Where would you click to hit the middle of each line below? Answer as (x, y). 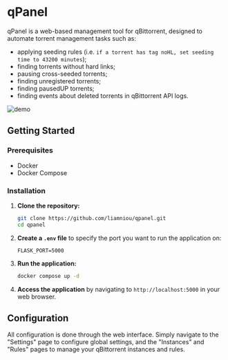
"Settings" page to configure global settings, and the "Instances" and (106, 342)
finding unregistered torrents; (59, 81)
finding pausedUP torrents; (56, 88)
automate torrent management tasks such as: (72, 38)
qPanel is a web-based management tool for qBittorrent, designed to (105, 31)
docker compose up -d (48, 276)
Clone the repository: (48, 206)
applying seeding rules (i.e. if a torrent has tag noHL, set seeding (115, 52)
